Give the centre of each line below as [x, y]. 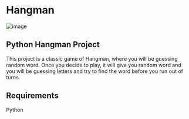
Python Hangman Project [53, 45]
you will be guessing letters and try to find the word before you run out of [95, 71]
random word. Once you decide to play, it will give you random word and [94, 65]
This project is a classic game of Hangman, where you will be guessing [92, 58]
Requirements [32, 96]
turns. [13, 77]
